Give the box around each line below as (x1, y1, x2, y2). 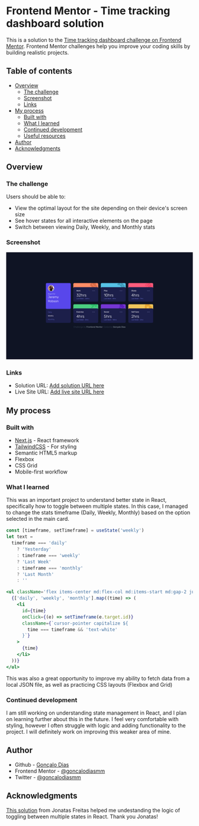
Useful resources (23, 132, 66, 139)
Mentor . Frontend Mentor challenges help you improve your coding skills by (6, 43, 191, 50)
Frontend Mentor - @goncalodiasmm (14, 767, 105, 774)
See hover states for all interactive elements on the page (14, 217, 153, 225)
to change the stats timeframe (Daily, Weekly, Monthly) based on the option (6, 509, 191, 516)
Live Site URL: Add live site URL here (14, 388, 105, 395)
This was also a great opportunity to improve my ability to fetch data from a (6, 674, 190, 682)
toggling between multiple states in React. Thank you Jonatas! (6, 813, 158, 820)
